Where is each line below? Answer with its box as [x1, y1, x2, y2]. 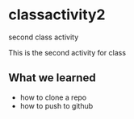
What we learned [8, 71, 96, 85]
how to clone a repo [19, 92, 87, 102]
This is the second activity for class [8, 47, 127, 57]
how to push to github [19, 101, 94, 110]
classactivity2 [8, 6, 106, 24]
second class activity [8, 32, 79, 42]
